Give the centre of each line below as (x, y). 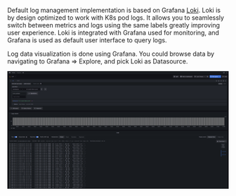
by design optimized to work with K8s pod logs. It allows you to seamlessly (116, 18)
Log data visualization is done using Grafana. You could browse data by (111, 54)
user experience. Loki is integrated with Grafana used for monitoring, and (113, 32)
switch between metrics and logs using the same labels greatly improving (113, 25)
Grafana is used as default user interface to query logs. (87, 40)
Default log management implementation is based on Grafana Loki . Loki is (114, 10)
